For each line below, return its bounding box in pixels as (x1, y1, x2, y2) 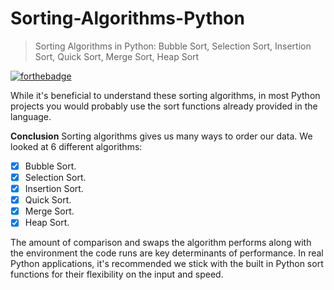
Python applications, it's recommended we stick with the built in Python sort (10, 258, 324, 270)
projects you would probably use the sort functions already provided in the (10, 100, 318, 112)
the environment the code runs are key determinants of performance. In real (10, 247, 324, 259)
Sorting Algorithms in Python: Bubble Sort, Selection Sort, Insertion (34, 40, 312, 52)
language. (10, 110, 52, 122)
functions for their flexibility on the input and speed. (10, 268, 224, 281)
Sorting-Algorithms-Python (10, 7, 245, 30)
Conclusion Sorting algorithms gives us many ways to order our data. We (10, 130, 313, 142)
